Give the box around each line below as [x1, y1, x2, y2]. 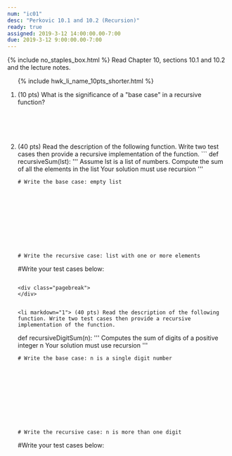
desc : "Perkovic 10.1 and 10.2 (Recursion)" [7, 17, 140, 24]
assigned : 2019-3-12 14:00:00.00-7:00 [7, 30, 121, 37]
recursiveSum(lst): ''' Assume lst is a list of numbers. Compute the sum [17, 158, 224, 166]
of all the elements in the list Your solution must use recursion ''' [17, 165, 204, 173]
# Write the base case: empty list [17, 179, 122, 186]
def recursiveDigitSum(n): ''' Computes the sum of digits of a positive [17, 334, 219, 342]
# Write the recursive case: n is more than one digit [17, 429, 182, 436]
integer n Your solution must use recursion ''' [17, 341, 148, 350]
